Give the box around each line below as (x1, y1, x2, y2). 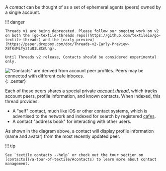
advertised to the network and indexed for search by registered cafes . (12, 114, 156, 119)
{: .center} (5, 78, 26, 84)
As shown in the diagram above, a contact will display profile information (5, 128, 154, 134)
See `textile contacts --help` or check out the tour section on (5, 153, 143, 158)
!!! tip (5, 143, 16, 149)
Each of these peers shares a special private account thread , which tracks (5, 88, 158, 94)
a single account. (5, 9, 41, 15)
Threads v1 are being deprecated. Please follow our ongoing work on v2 (5, 29, 159, 34)
